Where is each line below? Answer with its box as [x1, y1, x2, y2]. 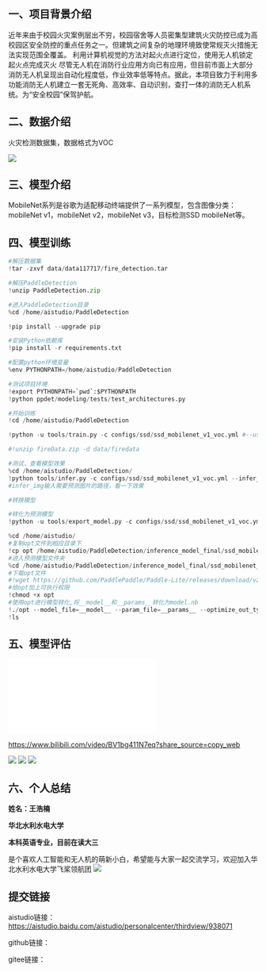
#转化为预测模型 [8, 510, 54, 518]
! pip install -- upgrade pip [8, 322, 101, 331]
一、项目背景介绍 [8, 7, 92, 21]
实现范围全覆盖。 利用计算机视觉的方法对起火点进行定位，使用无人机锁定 [14, 50, 253, 60]
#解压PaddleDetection [8, 279, 78, 287]
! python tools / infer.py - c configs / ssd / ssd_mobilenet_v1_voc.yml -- [8, 474, 239, 482]
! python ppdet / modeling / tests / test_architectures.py [8, 395, 186, 403]
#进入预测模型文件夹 [8, 554, 66, 562]
